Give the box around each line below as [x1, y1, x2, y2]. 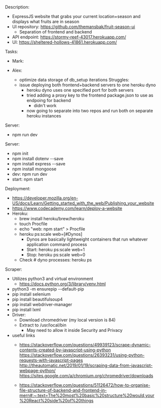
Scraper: [5, 266, 23, 272]
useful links [12, 332, 35, 338]
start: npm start [12, 177, 43, 182]
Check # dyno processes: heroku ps [19, 257, 92, 262]
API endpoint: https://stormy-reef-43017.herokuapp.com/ [12, 34, 126, 40]
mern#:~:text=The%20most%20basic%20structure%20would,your [19, 392, 155, 398]
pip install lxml [12, 307, 41, 312]
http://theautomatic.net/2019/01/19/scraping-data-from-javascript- [19, 362, 153, 368]
